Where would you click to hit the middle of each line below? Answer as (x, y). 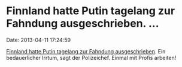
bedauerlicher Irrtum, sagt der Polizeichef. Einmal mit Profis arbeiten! (91, 58)
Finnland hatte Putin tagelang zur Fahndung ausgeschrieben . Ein (86, 51)
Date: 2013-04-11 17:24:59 (38, 40)
